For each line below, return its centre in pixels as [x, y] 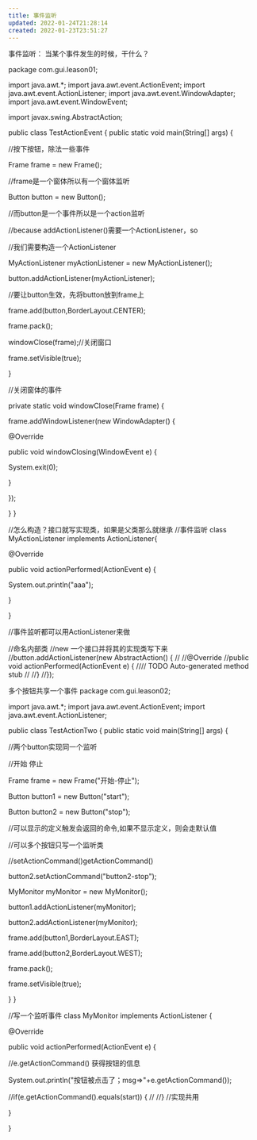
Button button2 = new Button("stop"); [69, 812]
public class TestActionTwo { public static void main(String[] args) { [118, 731]
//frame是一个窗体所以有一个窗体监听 [69, 181]
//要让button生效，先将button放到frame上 [76, 295]
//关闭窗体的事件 [35, 390]
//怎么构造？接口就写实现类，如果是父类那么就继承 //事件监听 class [118, 530]
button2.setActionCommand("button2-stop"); [82, 877]
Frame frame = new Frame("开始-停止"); [74, 781]
